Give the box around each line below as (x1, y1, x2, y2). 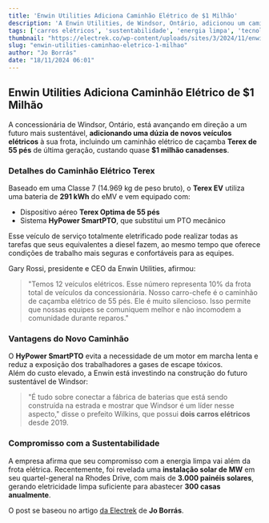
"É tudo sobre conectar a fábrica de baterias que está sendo (27, 393, 228, 402)
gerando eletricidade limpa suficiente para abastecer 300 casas (8, 481, 221, 491)
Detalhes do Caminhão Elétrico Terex (8, 165, 155, 176)
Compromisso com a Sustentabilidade (8, 437, 160, 449)
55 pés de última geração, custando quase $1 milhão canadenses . (8, 145, 230, 154)
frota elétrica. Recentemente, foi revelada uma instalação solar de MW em (8, 465, 255, 474)
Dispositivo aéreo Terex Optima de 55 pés (19, 207, 160, 217)
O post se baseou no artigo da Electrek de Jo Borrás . (8, 505, 184, 515)
